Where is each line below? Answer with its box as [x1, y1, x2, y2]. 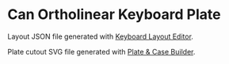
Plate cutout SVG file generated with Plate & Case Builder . [7, 47, 196, 56]
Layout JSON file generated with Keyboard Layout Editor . [7, 32, 193, 41]
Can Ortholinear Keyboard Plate [7, 6, 221, 24]
